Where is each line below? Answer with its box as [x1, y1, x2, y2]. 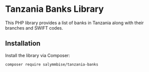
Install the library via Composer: [5, 52, 70, 58]
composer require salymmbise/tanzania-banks [5, 62, 99, 67]
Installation [5, 39, 41, 48]
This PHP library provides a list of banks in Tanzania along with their [5, 20, 144, 26]
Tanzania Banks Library [5, 3, 104, 15]
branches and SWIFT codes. [5, 25, 63, 31]
